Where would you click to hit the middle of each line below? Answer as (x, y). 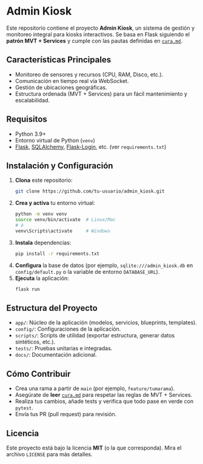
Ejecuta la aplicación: (42, 278)
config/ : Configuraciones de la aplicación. (68, 329)
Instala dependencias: (43, 242)
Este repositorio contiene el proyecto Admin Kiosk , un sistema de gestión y (101, 28)
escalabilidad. (32, 100)
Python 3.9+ (31, 134)
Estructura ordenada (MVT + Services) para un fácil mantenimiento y (101, 94)
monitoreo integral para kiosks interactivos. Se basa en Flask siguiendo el (98, 34)
